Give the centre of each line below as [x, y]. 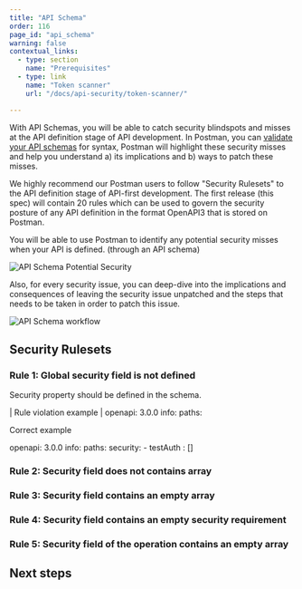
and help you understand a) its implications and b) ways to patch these [142, 156]
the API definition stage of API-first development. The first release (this [142, 193]
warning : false [38, 43]
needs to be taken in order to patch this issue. [95, 304]
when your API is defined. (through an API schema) [105, 249]
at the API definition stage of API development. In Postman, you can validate [151, 137]
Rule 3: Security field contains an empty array [112, 496]
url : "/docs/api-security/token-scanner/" [107, 93]
